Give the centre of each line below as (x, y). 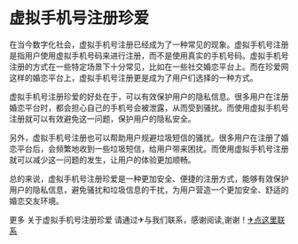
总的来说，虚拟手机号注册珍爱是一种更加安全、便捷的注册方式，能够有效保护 (149, 178)
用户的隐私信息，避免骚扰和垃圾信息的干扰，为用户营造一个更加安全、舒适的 (149, 189)
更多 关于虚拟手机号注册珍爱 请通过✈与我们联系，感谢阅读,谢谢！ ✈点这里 (143, 219)
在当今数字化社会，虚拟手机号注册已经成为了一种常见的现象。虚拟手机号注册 (149, 44)
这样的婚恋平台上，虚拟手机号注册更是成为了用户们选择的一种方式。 (133, 77)
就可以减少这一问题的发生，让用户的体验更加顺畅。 (102, 160)
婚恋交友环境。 (36, 201)
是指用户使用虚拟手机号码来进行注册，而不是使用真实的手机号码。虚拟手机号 (149, 55)
